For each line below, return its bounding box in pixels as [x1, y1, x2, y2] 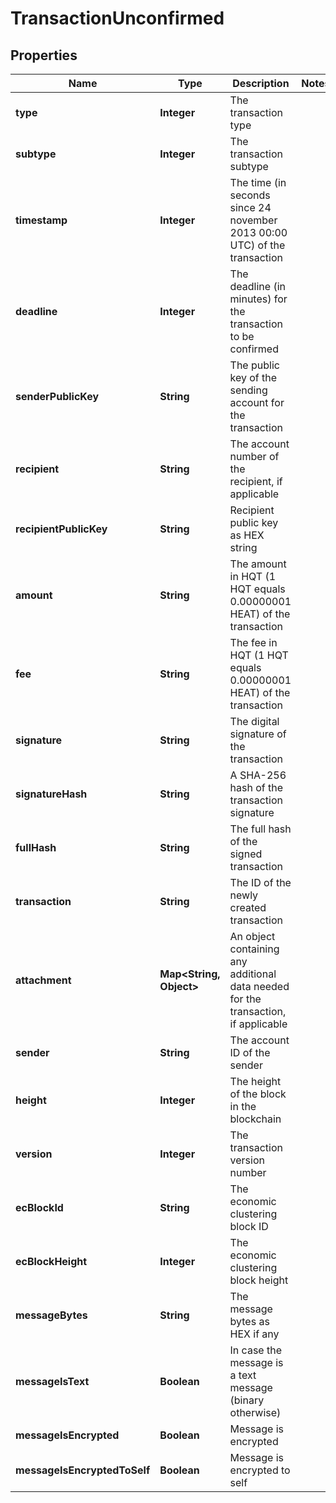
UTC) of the [229, 238, 286, 252]
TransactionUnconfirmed [10, 7, 225, 30]
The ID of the [229, 876, 292, 889]
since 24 [229, 201, 272, 214]
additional [229, 967, 277, 981]
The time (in [229, 176, 287, 189]
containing [229, 942, 280, 956]
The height [229, 1075, 282, 1088]
